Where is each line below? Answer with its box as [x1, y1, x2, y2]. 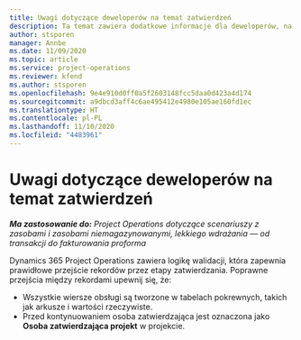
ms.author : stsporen [9, 80, 87, 89]
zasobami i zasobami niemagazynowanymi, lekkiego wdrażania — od [9, 227, 270, 239]
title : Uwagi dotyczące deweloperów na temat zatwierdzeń [9, 13, 232, 23]
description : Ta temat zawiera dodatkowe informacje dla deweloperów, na [9, 22, 293, 31]
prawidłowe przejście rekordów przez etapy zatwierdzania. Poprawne [9, 264, 269, 275]
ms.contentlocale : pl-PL [9, 114, 103, 123]
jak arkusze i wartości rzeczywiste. [22, 301, 153, 312]
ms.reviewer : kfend [9, 72, 83, 81]
